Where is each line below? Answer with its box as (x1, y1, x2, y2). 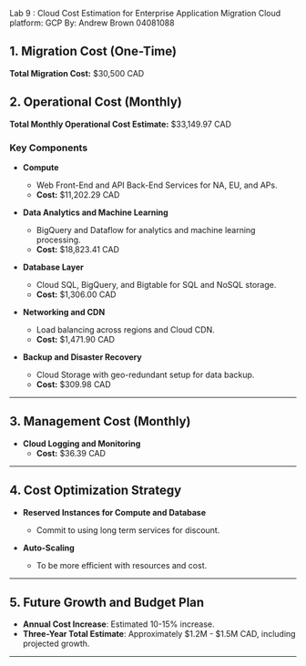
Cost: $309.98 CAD (36, 378, 111, 390)
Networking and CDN (22, 306, 106, 317)
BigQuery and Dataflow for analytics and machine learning (36, 224, 256, 235)
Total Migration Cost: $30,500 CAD (9, 67, 145, 78)
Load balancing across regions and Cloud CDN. (36, 323, 216, 335)
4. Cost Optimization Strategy (9, 483, 182, 498)
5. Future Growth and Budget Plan (9, 594, 205, 610)
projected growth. (22, 638, 90, 650)
